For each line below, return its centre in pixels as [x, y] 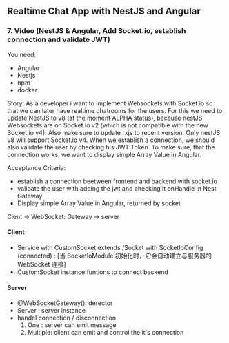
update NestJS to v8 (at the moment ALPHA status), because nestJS [105, 118]
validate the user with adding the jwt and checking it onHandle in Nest [117, 188]
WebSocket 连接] [42, 264]
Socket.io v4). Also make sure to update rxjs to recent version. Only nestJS [114, 132]
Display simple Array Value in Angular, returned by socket [99, 203]
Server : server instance [51, 311]
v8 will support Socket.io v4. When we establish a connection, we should [111, 140]
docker [27, 90]
